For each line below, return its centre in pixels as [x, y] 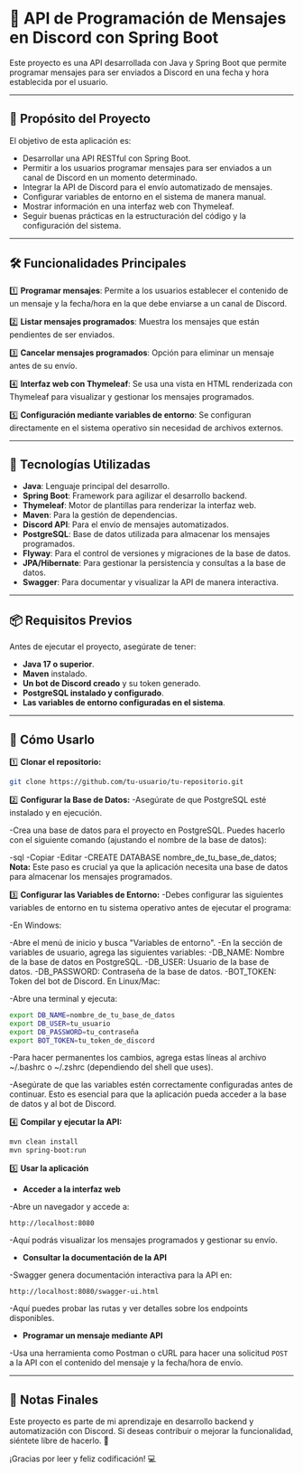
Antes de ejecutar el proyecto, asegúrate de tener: [103, 647]
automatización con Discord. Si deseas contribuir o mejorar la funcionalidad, [151, 1431]
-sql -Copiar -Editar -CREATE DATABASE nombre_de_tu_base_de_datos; [143, 857]
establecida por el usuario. [59, 81]
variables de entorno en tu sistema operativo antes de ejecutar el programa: [150, 907]
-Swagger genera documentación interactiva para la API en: [121, 1275]
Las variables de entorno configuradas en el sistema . [124, 703]
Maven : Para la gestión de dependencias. [100, 515]
